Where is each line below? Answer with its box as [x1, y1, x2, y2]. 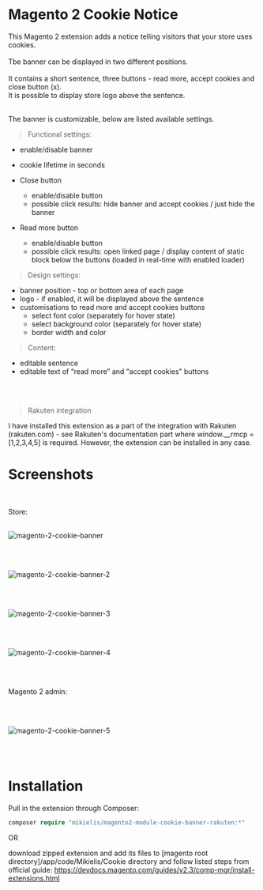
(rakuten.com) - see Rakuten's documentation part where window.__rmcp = [8, 429, 254, 439]
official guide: [8, 865, 53, 874]
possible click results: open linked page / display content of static [31, 247, 245, 256]
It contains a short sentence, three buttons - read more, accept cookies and [8, 74, 255, 83]
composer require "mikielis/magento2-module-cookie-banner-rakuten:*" [8, 818, 246, 827]
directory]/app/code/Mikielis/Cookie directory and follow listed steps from [8, 856, 250, 866]
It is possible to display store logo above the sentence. [8, 90, 186, 100]
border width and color [31, 327, 107, 337]
